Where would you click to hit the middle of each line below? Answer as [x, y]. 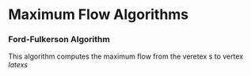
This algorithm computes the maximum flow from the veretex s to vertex [126, 56]
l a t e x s [18, 65]
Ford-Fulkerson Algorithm [59, 40]
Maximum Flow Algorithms [99, 15]
